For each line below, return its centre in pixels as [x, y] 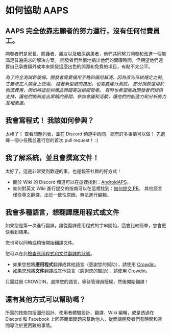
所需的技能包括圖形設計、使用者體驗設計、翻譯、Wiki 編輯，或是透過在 [80, 313]
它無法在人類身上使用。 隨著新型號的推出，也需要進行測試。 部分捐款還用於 [85, 84]
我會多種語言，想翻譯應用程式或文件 [62, 212]
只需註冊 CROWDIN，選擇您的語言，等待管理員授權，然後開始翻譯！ [77, 282]
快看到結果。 [19, 232]
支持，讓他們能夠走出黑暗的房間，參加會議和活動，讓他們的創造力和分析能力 [86, 97]
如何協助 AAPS [37, 10]
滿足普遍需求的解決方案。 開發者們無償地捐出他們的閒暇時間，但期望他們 [82, 60]
